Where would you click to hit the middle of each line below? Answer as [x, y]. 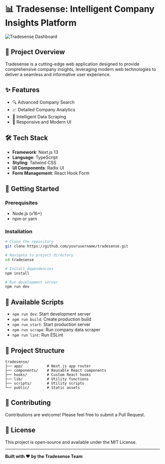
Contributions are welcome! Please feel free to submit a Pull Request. [75, 415]
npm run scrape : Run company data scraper [56, 330]
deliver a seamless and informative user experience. [58, 74]
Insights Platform [41, 23]
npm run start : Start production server [51, 324]
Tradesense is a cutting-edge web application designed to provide [72, 64]
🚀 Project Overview [35, 52]
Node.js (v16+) [27, 214]
